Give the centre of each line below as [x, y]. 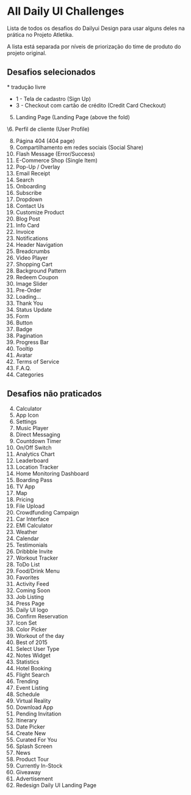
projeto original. [27, 53]
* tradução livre [27, 87]
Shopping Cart [34, 264]
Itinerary [26, 720]
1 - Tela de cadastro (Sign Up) [53, 98]
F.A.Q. [23, 368]
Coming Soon [33, 590]
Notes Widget [33, 655]
